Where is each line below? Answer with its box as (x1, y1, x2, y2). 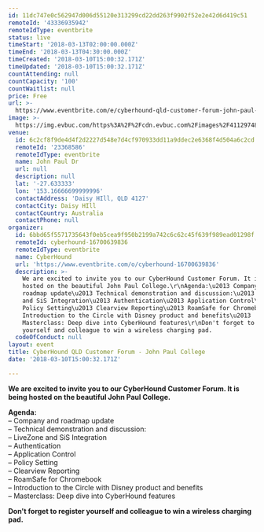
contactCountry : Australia (15, 209, 104, 217)
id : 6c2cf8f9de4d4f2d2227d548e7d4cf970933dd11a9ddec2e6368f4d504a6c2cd (15, 135, 255, 144)
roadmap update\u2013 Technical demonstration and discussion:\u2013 (22, 290, 255, 297)
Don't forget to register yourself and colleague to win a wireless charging (8, 506, 252, 515)
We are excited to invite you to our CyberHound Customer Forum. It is (8, 383, 240, 393)
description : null (15, 172, 76, 181)
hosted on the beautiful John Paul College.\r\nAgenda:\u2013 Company (22, 283, 258, 290)
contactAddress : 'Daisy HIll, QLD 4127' (15, 194, 149, 202)
